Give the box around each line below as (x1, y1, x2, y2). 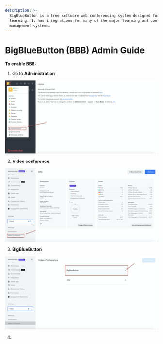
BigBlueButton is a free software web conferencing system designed (9, 13, 151, 18)
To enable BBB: (5, 61, 36, 67)
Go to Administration (12, 71, 55, 77)
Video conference (12, 159, 49, 164)
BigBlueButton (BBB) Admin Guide (5, 45, 145, 56)
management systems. (9, 23, 51, 28)
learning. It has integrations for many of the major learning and (9, 18, 149, 23)
